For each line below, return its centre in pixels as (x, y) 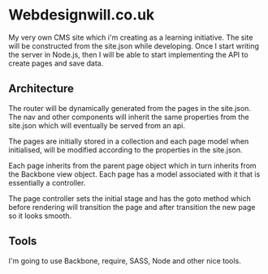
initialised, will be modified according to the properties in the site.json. (125, 150)
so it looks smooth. (40, 216)
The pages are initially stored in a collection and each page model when (129, 141)
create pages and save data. (56, 63)
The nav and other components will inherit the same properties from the (129, 117)
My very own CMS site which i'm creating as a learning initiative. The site (131, 37)
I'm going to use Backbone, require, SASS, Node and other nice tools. (125, 260)
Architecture (41, 89)
